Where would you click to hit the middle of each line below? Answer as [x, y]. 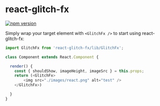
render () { [21, 66]
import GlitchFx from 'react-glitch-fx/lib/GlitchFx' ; [65, 48]
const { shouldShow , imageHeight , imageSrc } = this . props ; [79, 71]
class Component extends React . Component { [52, 57]
